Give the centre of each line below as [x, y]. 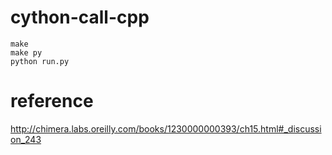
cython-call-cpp [80, 17]
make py [26, 52]
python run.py [40, 61]
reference [52, 101]
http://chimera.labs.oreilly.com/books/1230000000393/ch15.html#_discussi [166, 128]
